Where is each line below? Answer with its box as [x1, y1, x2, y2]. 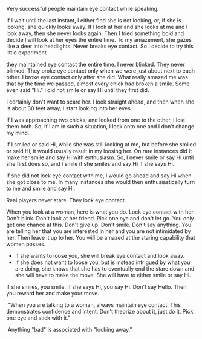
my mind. [6, 130, 30, 136]
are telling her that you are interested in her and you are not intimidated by [6, 228, 191, 235]
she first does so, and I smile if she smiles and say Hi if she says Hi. [6, 160, 175, 167]
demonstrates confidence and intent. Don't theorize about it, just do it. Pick [6, 308, 194, 315]
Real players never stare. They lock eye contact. [6, 197, 126, 203]
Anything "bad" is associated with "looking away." [7, 326, 132, 333]
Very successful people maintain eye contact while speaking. [6, 5, 159, 12]
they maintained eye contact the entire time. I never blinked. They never [6, 61, 186, 68]
